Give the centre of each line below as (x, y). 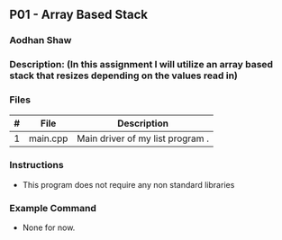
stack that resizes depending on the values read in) (124, 76)
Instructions (37, 165)
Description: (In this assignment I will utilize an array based (141, 65)
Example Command (53, 208)
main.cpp (48, 138)
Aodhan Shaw (41, 40)
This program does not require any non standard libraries (128, 184)
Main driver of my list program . (143, 138)
